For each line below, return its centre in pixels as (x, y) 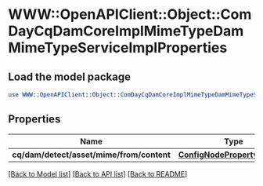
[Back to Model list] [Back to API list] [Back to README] (98, 173)
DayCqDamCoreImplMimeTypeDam (126, 31)
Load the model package (70, 77)
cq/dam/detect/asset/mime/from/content (91, 155)
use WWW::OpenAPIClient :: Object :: (65, 95)
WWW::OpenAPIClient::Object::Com (130, 15)
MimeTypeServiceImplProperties (118, 48)
